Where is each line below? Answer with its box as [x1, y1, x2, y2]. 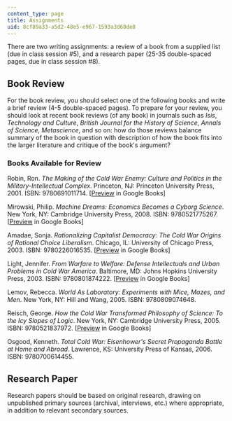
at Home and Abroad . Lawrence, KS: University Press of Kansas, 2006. [7, 345, 212, 354]
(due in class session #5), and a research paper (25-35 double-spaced [7, 50, 212, 58]
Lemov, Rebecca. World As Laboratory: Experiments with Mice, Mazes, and [7, 288, 225, 296]
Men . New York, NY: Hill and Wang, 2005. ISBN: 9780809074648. [7, 296, 196, 304]
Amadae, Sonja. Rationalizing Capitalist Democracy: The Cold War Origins [7, 231, 222, 240]
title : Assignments [7, 17, 64, 24]
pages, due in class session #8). [7, 57, 101, 66]
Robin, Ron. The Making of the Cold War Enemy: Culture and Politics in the [7, 174, 222, 183]
